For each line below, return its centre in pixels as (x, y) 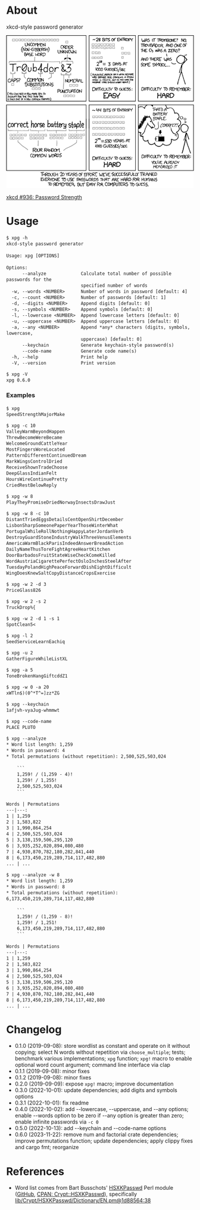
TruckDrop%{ (21, 607)
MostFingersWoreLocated (36, 449)
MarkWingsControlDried (34, 461)
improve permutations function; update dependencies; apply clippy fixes (104, 1141)
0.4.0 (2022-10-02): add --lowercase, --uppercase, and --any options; (101, 1109)
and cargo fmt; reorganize (47, 1147)
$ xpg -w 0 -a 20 (28, 687)
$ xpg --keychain (28, 704)
